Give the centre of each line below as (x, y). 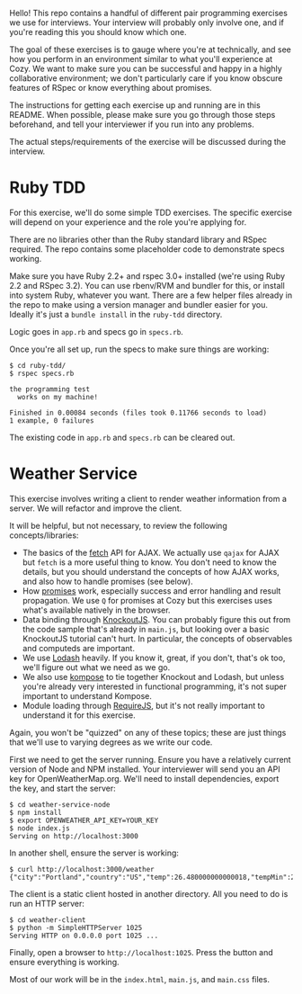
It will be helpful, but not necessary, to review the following (118, 525)
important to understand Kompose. (87, 695)
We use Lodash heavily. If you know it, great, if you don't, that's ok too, (154, 658)
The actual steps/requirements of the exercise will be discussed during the (147, 142)
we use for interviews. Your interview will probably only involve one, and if (147, 22)
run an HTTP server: (47, 903)
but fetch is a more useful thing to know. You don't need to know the (149, 562)
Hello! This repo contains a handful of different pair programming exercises (148, 13)
